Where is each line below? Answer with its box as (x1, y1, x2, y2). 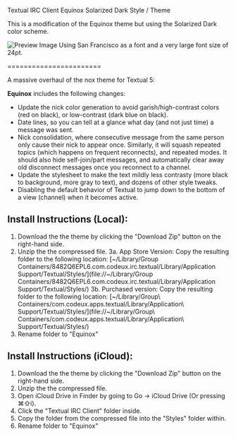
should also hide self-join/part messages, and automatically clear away (17, 155, 224, 164)
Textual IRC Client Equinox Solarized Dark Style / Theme (7, 6, 171, 14)
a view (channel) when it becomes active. (17, 193, 139, 201)
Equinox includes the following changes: (7, 90, 125, 97)
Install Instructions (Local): (7, 213, 128, 225)
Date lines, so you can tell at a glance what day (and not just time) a (17, 118, 214, 126)
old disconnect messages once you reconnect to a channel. (17, 163, 192, 172)
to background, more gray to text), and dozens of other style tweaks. (17, 178, 218, 186)
